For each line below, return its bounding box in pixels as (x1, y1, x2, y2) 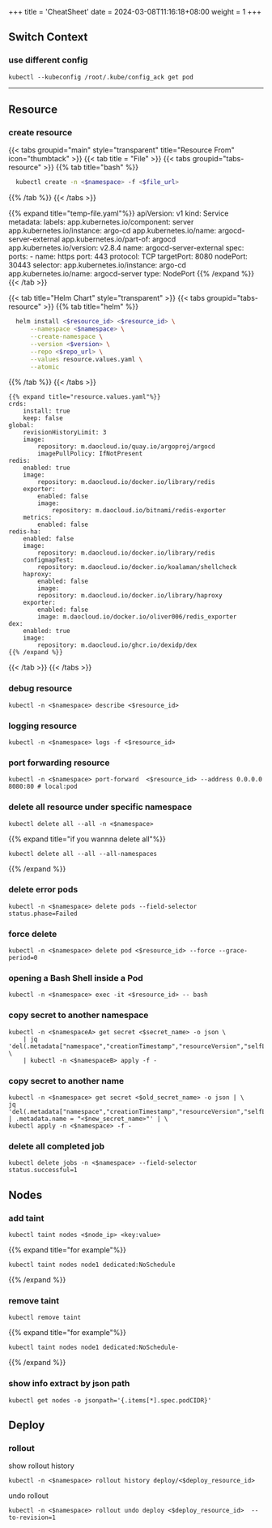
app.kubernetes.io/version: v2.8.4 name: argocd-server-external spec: (8, 243, 244, 253)
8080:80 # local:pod (8, 782, 79, 791)
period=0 (8, 954, 38, 962)
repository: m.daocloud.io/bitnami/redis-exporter (51, 507, 227, 515)
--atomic (29, 362, 60, 371)
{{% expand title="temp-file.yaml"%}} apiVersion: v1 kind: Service (8, 208, 229, 218)
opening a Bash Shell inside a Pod (8, 973, 143, 984)
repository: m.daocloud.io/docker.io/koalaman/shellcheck (37, 563, 237, 571)
